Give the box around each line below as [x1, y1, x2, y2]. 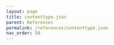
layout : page [6, 8, 38, 15]
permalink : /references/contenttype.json [6, 25, 109, 31]
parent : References [6, 19, 54, 25]
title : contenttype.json [6, 14, 67, 20]
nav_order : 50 [6, 30, 41, 36]
